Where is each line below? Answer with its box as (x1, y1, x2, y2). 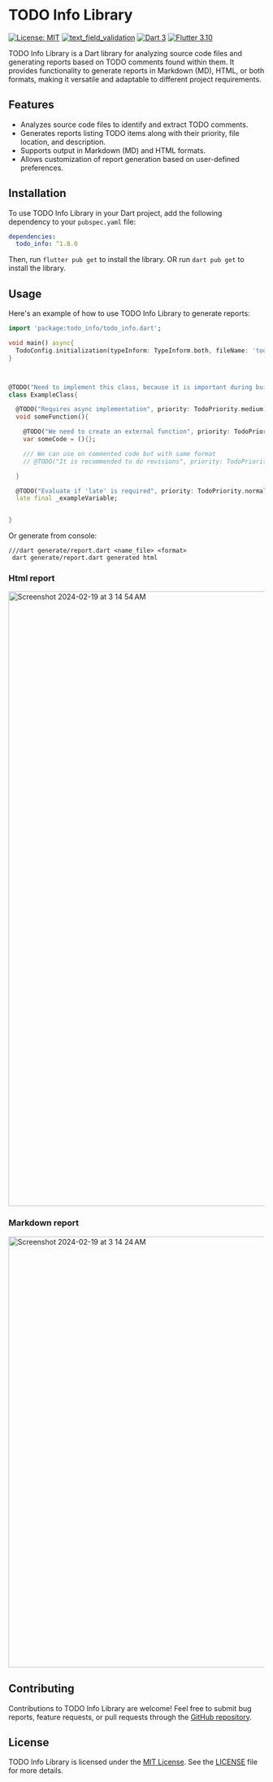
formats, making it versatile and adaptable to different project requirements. (8, 74, 262, 84)
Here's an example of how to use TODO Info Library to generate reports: (8, 309, 250, 318)
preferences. (19, 163, 63, 173)
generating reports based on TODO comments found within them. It (8, 57, 235, 67)
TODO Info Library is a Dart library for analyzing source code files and (8, 48, 242, 58)
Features (8, 98, 54, 112)
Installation (8, 186, 67, 200)
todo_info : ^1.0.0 (15, 240, 79, 248)
